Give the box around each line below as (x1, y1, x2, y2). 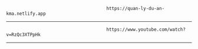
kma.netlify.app (6, 11, 46, 17)
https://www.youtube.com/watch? (106, 27, 186, 32)
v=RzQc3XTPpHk (6, 32, 41, 38)
